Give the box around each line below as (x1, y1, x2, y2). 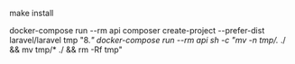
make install (9, 8, 54, 18)
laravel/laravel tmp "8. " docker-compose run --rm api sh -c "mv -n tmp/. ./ (9, 35, 286, 45)
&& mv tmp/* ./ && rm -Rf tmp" (9, 44, 124, 55)
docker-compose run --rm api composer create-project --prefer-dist (9, 25, 265, 35)
